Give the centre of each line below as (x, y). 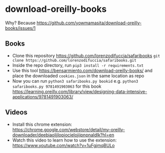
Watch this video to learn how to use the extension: (64, 140)
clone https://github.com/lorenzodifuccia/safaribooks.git (74, 60)
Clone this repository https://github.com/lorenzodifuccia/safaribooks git (86, 55)
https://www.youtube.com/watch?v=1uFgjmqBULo (63, 145)
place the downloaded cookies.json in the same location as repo (78, 76)
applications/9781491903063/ (42, 97)
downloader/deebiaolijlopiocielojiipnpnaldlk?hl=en (63, 135)
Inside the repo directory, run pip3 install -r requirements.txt (78, 65)
